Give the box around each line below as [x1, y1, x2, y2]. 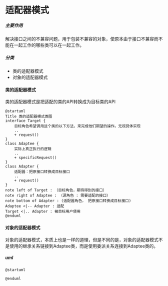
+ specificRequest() [14, 155, 57, 160]
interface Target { [5, 118, 46, 123]
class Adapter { [5, 164, 39, 169]
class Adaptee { [5, 141, 39, 146]
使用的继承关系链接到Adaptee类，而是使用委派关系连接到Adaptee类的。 [9, 243, 158, 249]
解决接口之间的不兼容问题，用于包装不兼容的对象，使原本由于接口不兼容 [5, 36, 154, 42]
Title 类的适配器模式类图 [5, 114, 52, 119]
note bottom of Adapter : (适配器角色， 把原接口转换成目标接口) [5, 198, 131, 203]
